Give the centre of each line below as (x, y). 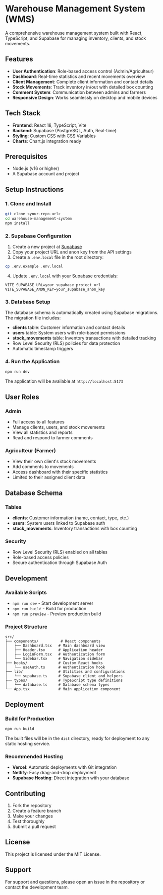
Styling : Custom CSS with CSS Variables (54, 136)
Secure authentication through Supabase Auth (60, 563)
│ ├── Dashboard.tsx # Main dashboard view (55, 646)
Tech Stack (23, 113)
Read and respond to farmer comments (53, 438)
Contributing (25, 793)
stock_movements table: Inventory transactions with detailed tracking (84, 338)
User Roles (22, 397)
